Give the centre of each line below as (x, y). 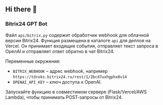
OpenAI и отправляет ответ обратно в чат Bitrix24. (60, 51)
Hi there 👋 (21, 9)
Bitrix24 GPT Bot (26, 24)
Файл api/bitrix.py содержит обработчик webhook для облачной (77, 35)
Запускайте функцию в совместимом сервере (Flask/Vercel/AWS (76, 92)
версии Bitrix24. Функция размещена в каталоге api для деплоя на (78, 40)
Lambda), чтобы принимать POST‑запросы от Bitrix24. (64, 97)
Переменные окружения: (33, 61)
